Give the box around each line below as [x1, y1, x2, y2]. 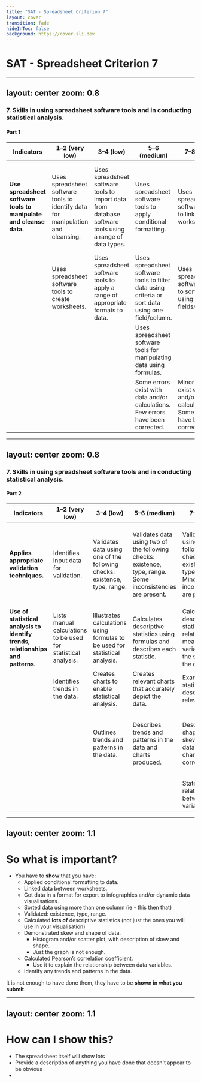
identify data [51, 202, 87, 210]
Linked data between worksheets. [23, 885, 108, 892]
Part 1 [6, 128, 21, 136]
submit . [6, 986, 26, 993]
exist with [135, 385, 162, 393]
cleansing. [51, 232, 81, 240]
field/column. [135, 313, 172, 321]
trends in [53, 685, 78, 693]
